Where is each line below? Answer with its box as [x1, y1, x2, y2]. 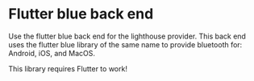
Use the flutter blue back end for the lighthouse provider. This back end [8, 31, 246, 41]
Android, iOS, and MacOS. [8, 48, 95, 58]
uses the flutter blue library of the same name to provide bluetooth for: [8, 39, 243, 49]
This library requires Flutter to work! [8, 63, 127, 73]
